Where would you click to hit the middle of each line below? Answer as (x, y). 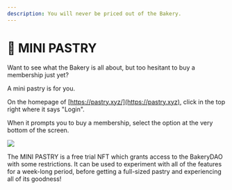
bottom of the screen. (38, 130)
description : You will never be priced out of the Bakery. (94, 14)
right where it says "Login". (46, 109)
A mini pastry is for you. (41, 88)
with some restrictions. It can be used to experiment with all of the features (115, 164)
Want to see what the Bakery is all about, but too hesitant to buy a (101, 68)
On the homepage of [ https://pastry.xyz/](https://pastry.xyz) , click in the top (116, 102)
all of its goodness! (34, 179)
